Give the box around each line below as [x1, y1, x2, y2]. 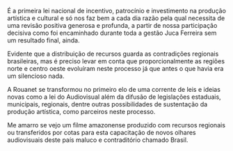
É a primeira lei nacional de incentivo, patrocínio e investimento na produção [7, 7, 226, 15]
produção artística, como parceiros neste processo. [7, 108, 156, 116]
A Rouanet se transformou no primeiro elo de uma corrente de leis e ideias [7, 86, 221, 93]
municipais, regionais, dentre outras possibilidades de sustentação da [7, 100, 208, 108]
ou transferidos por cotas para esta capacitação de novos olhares [7, 129, 196, 136]
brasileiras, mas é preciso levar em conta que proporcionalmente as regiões [7, 57, 225, 65]
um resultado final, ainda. [7, 36, 80, 45]
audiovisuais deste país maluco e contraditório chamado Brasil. [7, 136, 188, 144]
